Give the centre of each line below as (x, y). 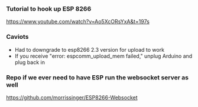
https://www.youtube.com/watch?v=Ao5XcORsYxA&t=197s (78, 22)
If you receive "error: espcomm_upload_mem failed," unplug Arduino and (103, 56)
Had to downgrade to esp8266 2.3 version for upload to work (89, 49)
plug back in (30, 62)
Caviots (17, 37)
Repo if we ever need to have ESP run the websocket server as (98, 77)
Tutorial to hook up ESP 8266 (49, 9)
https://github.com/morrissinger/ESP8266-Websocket (72, 97)
